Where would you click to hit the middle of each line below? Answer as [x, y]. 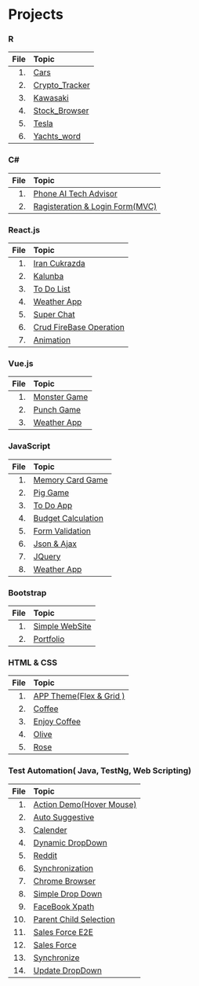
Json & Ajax [55, 544]
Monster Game [61, 397]
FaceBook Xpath [64, 907]
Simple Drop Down [68, 893]
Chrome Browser [65, 881]
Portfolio [49, 639]
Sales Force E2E [63, 932]
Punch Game [57, 410]
